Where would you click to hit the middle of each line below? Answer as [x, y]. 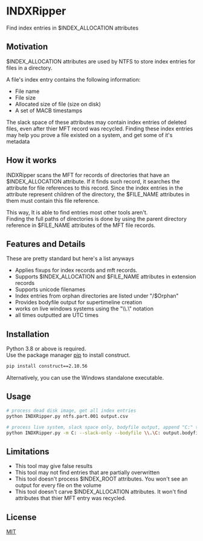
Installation [28, 334]
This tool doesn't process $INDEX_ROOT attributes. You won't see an [101, 479]
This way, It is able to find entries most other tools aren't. [77, 212]
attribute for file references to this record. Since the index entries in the [95, 188]
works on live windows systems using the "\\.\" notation [84, 309]
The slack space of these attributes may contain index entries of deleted [96, 122]
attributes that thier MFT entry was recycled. [70, 498]
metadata [18, 141]
